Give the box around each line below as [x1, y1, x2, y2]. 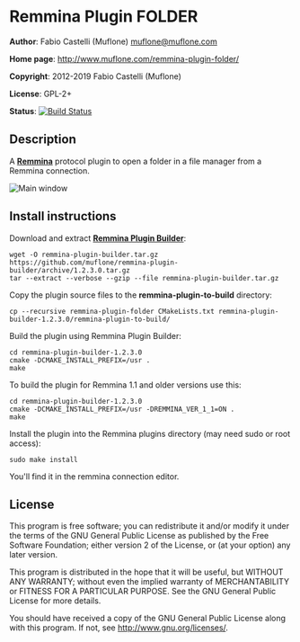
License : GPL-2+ [9, 88, 73, 99]
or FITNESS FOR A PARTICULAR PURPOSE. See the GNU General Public [9, 586, 277, 597]
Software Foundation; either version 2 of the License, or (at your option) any [9, 539, 291, 550]
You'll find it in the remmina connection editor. [9, 470, 180, 482]
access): [9, 438, 41, 449]
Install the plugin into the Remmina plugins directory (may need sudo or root [9, 428, 291, 439]
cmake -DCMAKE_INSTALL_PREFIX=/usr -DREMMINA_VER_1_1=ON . [9, 405, 235, 414]
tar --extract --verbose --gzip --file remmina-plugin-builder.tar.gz [9, 273, 279, 282]
